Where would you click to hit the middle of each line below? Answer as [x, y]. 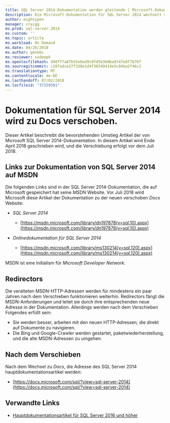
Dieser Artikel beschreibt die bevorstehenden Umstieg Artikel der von [78, 135]
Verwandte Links [32, 403]
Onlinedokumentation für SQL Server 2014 [57, 238]
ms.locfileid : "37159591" [32, 85]
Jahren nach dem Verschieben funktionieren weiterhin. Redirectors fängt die [85, 297]
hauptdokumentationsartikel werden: [44, 372]
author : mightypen [25, 19]
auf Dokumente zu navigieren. [44, 328]
